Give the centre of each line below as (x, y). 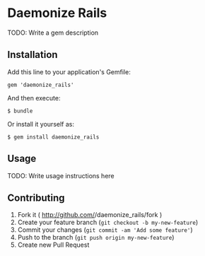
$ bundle (20, 111)
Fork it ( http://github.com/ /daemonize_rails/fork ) (90, 215)
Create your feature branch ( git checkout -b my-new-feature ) (108, 222)
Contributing (36, 198)
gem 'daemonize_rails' (41, 85)
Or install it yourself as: (41, 124)
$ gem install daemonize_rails (53, 137)
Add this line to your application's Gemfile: (69, 71)
